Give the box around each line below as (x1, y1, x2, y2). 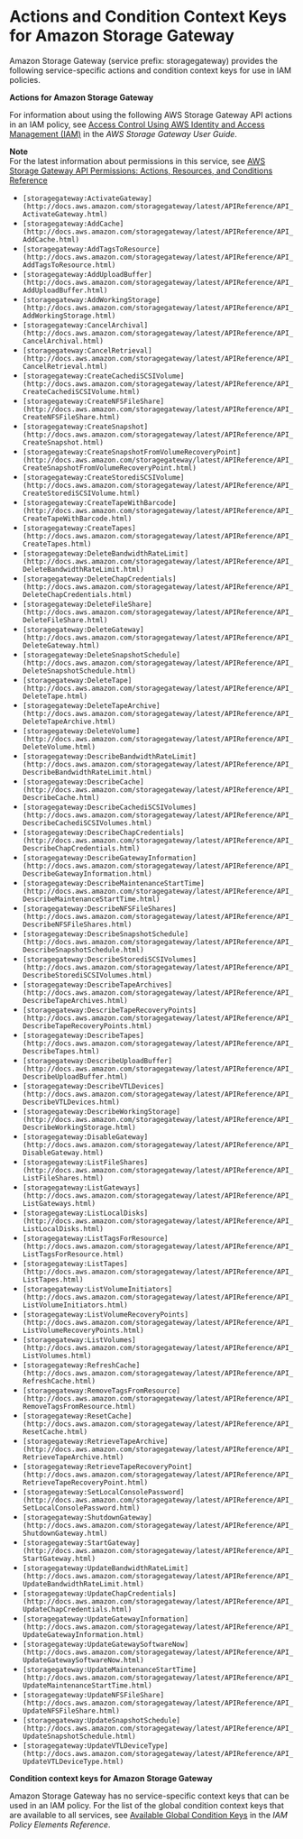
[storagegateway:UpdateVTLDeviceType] (22, 1741, 169, 1751)
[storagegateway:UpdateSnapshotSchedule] (22, 1715, 180, 1724)
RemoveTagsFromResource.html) (22, 1402, 137, 1411)
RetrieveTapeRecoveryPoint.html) (22, 1477, 149, 1487)
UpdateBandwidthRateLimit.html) (22, 1579, 144, 1588)
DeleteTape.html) (22, 692, 88, 701)
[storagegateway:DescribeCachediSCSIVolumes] (22, 803, 197, 812)
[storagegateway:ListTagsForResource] (22, 1234, 169, 1243)
